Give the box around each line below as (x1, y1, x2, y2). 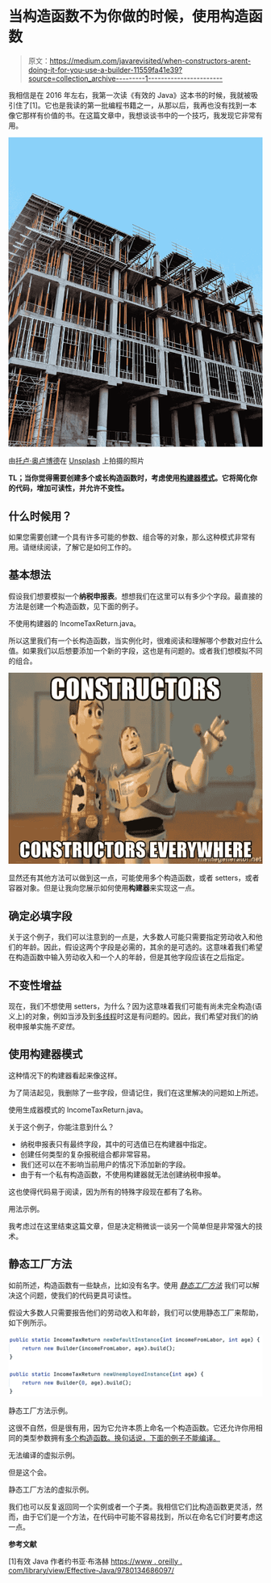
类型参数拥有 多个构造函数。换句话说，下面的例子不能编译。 (22, 1433, 220, 1442)
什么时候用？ (8, 509, 73, 523)
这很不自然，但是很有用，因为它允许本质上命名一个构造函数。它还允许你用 (8, 1423, 256, 1433)
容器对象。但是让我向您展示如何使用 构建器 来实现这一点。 (8, 883, 199, 893)
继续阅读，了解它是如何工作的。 (29, 542, 135, 552)
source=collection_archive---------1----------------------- (27, 74, 223, 83)
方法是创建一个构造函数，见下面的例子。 (8, 601, 143, 611)
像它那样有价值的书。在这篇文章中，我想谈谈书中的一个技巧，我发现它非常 (8, 110, 256, 120)
